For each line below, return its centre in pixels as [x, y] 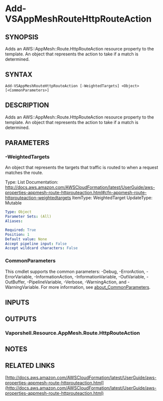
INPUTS [17, 302]
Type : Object [18, 212]
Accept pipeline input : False [36, 244]
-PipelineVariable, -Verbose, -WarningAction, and [77, 282]
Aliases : [14, 221]
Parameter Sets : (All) [28, 217]
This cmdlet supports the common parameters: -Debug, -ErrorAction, [75, 271]
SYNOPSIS [22, 37]
